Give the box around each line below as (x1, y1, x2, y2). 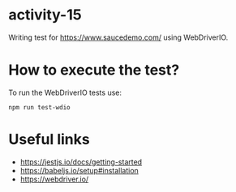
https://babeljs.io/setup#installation (19, 165, 139, 175)
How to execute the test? (8, 61, 180, 79)
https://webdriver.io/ (19, 174, 89, 184)
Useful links (8, 130, 91, 149)
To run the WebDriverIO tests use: (8, 87, 122, 97)
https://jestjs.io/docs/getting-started (19, 156, 143, 167)
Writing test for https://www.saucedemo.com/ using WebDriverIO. (8, 32, 229, 42)
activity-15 (8, 6, 83, 24)
